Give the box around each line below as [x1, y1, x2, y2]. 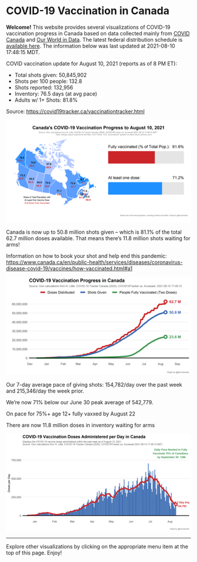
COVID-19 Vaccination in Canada [6, 4, 170, 18]
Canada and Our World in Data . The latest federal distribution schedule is [6, 36, 183, 43]
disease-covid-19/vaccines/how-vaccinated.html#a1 [6, 265, 133, 272]
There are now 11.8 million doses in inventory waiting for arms [6, 422, 155, 429]
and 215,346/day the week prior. [6, 387, 84, 395]
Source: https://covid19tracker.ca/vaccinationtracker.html [6, 108, 145, 115]
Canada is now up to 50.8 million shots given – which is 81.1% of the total [6, 228, 182, 235]
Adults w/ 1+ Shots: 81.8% [14, 96, 78, 104]
